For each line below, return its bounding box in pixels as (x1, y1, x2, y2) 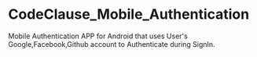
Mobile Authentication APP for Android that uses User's (8, 31, 189, 41)
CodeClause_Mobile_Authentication (8, 5, 250, 23)
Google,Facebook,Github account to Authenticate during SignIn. (8, 39, 215, 48)
